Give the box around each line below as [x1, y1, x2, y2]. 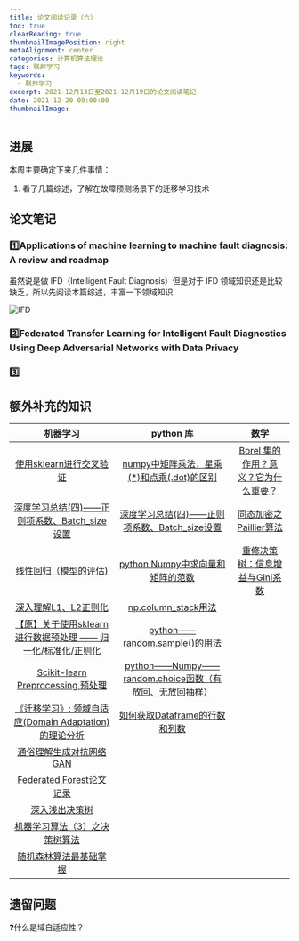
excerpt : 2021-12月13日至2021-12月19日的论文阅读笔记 [9, 87, 198, 96]
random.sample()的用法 [123, 637, 222, 649]
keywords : [9, 71, 46, 80]
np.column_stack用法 [127, 601, 217, 614]
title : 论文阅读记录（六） [9, 12, 98, 22]
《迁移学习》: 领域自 [14, 703, 101, 715]
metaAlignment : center [9, 46, 93, 55]
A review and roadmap [9, 254, 109, 267]
